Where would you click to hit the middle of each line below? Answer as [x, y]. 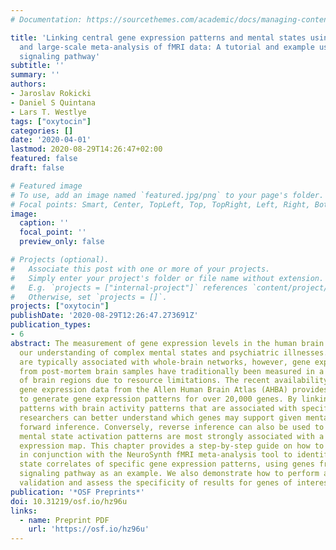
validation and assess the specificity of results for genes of [156, 483]
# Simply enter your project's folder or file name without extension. [167, 278]
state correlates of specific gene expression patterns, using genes [167, 464]
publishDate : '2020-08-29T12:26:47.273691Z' [104, 316]
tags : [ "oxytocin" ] [51, 121]
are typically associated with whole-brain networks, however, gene [165, 362]
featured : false [44, 159]
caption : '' [44, 223]
